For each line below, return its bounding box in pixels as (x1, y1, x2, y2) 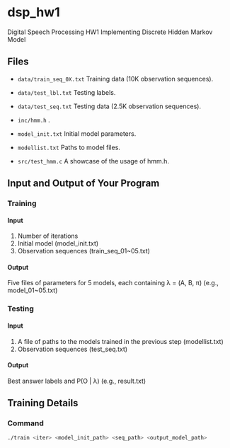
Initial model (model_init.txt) (17, 239, 99, 248)
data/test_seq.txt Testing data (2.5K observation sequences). (17, 102, 202, 110)
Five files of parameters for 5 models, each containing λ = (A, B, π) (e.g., (7, 279, 219, 287)
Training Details (7, 397, 79, 409)
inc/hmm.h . (17, 115, 51, 124)
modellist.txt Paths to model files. (17, 143, 120, 151)
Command (7, 418, 44, 428)
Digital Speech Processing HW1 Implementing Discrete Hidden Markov (7, 28, 213, 36)
